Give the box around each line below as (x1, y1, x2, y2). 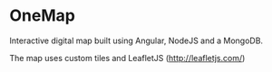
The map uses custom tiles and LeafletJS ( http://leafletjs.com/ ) (9, 52, 246, 63)
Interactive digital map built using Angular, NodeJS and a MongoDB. (9, 35, 264, 46)
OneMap (9, 5, 75, 26)
